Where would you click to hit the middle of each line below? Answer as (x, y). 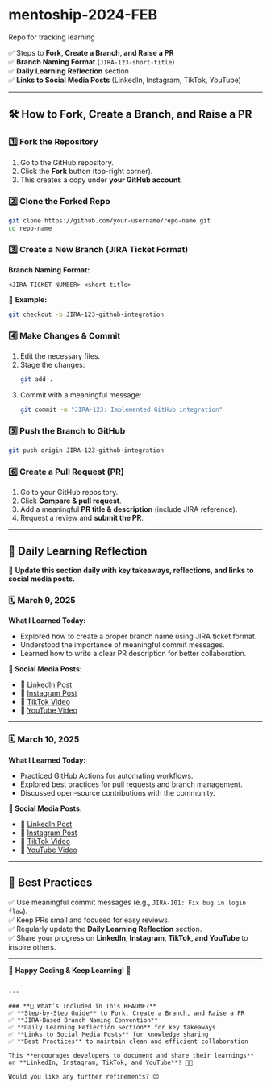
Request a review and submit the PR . (81, 518)
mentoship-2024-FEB (83, 15)
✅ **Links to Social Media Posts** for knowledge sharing (108, 1034)
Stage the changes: (52, 365)
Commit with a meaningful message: (81, 395)
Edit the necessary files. (60, 356)
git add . (37, 380)
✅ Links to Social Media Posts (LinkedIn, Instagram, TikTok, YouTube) (125, 80)
